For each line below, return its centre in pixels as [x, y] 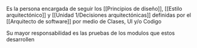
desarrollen [21, 39]
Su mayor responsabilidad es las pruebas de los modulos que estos [91, 33]
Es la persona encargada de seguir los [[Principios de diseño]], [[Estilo [94, 9]
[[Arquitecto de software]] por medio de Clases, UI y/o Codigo [84, 21]
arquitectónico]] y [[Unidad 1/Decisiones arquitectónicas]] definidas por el [99, 15]
